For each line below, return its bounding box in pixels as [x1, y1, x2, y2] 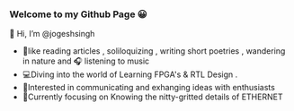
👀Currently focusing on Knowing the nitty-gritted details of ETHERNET [22, 91, 283, 102]
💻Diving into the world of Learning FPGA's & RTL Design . [22, 69, 238, 80]
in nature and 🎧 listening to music [22, 55, 150, 66]
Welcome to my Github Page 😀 [9, 8, 147, 21]
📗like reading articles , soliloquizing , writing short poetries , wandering [22, 46, 286, 56]
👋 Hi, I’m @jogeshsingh [9, 29, 95, 39]
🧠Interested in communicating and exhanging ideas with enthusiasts [22, 82, 276, 93]
